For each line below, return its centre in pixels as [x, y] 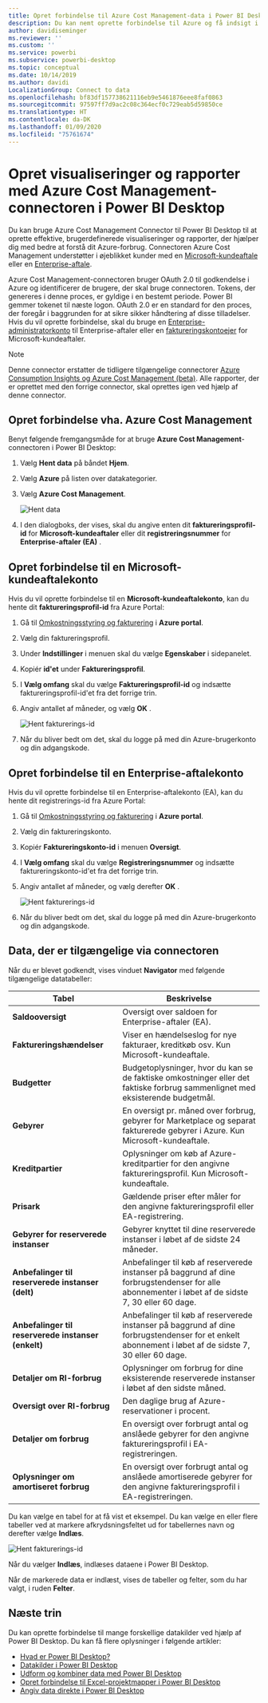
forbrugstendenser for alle [171, 1282]
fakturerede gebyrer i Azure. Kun [183, 1130]
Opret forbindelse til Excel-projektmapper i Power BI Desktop [120, 1681]
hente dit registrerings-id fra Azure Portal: [77, 800]
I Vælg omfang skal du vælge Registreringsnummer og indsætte [127, 862]
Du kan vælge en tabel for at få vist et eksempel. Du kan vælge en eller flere [133, 1516]
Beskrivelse [189, 998]
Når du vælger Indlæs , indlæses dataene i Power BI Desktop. [108, 1564]
